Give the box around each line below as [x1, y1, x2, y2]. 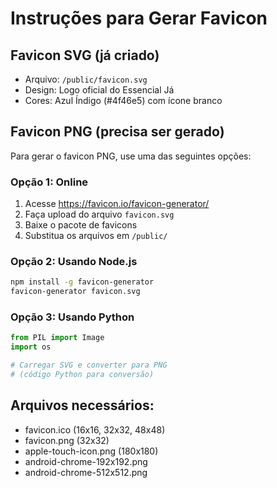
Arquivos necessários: [10, 397, 155, 414]
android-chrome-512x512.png [24, 466, 148, 478]
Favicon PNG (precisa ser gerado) [10, 123, 225, 141]
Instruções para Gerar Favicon [10, 7, 268, 30]
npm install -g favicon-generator [10, 277, 155, 287]
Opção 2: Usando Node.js [10, 255, 138, 269]
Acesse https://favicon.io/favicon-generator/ [24, 198, 210, 210]
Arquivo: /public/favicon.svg [24, 73, 148, 85]
